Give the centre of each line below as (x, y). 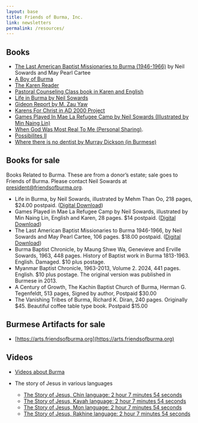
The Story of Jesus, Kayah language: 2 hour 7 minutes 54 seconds (105, 401)
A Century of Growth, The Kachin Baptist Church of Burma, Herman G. (100, 287)
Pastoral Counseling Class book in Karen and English (79, 92)
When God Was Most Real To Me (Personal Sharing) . (79, 129)
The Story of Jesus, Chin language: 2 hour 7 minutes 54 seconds (103, 395)
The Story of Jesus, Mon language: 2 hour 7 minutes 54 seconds (103, 407)
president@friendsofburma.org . (45, 187)
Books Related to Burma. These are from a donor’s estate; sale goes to (92, 175)
